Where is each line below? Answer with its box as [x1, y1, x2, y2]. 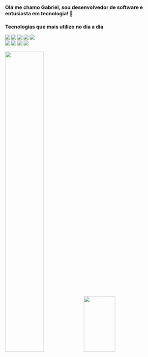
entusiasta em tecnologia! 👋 [5, 10, 73, 17]
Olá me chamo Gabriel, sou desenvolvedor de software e [5, 4, 144, 11]
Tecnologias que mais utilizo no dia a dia [5, 23, 104, 30]
